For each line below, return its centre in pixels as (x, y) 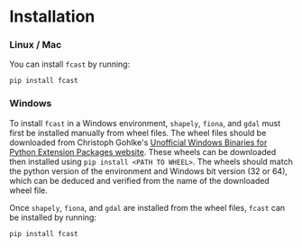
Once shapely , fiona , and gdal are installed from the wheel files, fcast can (147, 207)
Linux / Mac (36, 45)
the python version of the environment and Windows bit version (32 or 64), (149, 171)
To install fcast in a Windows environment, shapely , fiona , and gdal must (145, 123)
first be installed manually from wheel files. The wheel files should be (138, 133)
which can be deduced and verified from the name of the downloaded (140, 180)
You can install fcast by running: (70, 64)
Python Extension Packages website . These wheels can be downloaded (143, 151)
